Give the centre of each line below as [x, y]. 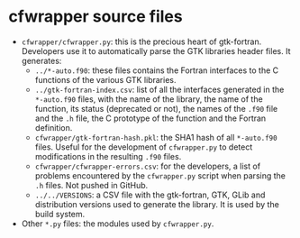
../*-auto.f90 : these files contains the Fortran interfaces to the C [157, 70]
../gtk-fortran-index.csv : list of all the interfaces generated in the [159, 89]
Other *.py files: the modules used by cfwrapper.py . [118, 224]
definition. [54, 127]
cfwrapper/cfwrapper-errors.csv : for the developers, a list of [148, 166]
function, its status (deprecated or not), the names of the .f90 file [156, 108]
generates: [41, 60]
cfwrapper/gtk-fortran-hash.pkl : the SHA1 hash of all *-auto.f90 [156, 137]
